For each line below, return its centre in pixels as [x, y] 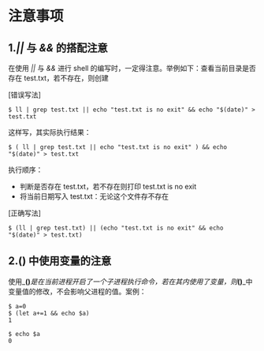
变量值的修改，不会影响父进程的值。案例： [77, 291]
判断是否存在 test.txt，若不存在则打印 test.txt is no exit [108, 187]
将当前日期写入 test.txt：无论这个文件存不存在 [94, 196]
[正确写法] [25, 213]
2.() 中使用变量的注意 [60, 261]
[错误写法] [25, 95]
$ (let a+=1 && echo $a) [49, 313]
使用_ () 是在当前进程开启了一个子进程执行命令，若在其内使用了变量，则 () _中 [130, 282]
